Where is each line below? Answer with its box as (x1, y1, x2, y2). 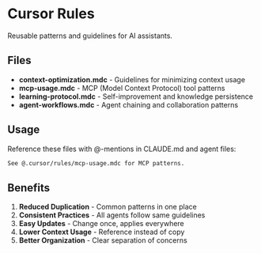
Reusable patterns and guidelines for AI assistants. (7, 31, 173, 40)
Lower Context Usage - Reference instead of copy (18, 227, 185, 237)
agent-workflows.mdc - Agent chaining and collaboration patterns (18, 100, 239, 109)
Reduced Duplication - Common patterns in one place (18, 202, 197, 212)
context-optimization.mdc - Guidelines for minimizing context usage (18, 74, 246, 84)
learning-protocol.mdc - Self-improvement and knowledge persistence (18, 92, 254, 101)
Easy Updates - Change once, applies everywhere (18, 219, 185, 228)
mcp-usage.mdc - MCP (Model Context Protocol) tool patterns (18, 83, 225, 93)
